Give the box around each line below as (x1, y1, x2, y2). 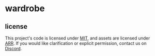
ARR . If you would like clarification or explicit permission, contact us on (5, 40, 147, 46)
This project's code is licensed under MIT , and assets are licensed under (5, 35, 150, 41)
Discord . (5, 46, 22, 51)
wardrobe (5, 3, 45, 14)
